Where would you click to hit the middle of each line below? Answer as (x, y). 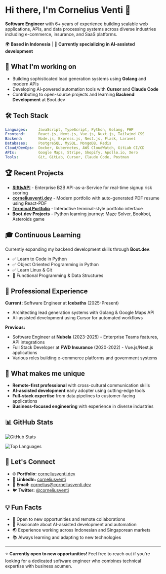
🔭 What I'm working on (41, 67)
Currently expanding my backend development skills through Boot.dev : (78, 249)
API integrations (29, 342)
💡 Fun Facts (23, 507)
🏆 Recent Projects (35, 173)
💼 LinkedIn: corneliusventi (39, 479)
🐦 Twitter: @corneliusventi (41, 490)
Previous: (15, 327)
